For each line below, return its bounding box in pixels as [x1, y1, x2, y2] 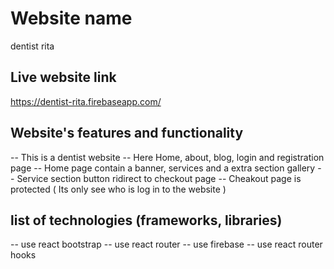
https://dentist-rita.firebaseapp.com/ [10, 95, 162, 107]
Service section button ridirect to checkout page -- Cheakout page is [16, 172, 302, 184]
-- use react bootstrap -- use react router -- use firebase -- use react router [10, 238, 323, 251]
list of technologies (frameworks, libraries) [10, 212, 283, 229]
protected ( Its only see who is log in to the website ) [10, 183, 227, 195]
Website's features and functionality [10, 125, 244, 142]
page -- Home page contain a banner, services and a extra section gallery [10, 162, 316, 174]
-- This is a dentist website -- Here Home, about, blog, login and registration [10, 151, 325, 163]
